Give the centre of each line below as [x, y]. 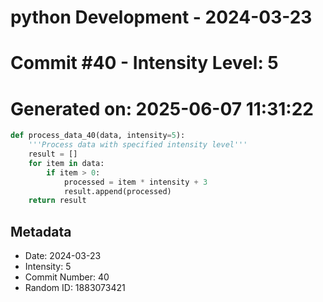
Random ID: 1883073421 [75, 288]
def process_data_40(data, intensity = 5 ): [98, 136]
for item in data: [66, 163]
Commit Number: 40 [67, 277]
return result [57, 201]
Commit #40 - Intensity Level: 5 [144, 63]
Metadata [41, 231]
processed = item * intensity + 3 [135, 182]
